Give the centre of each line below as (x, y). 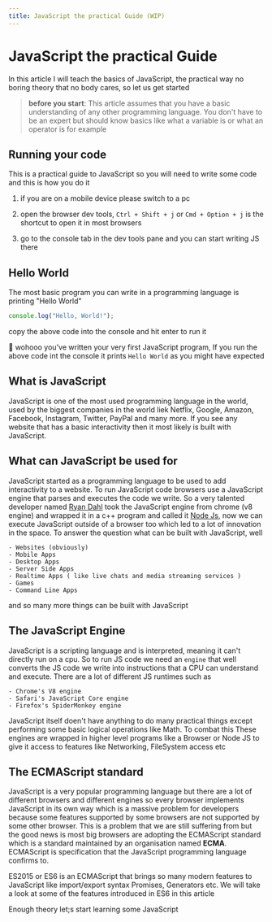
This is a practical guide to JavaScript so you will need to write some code (133, 174)
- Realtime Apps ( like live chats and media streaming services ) (125, 576)
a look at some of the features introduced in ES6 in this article (112, 894)
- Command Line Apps (43, 590)
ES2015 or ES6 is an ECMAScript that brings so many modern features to (130, 876)
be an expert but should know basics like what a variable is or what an (146, 120)
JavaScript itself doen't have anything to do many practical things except (131, 720)
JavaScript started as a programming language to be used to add (117, 481)
